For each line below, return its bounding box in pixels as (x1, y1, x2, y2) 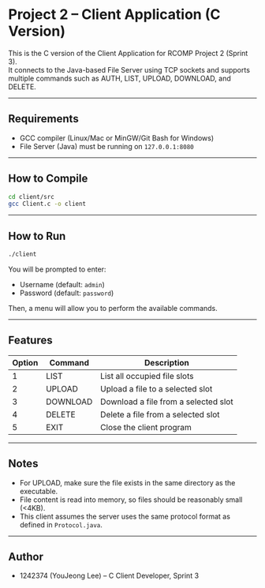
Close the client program (99, 421, 192, 433)
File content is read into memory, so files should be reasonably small (19, 495, 243, 504)
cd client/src (8, 193, 55, 200)
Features (8, 334, 53, 347)
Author (8, 550, 43, 564)
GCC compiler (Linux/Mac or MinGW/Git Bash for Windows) (19, 133, 215, 143)
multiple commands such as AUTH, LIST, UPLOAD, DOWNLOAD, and (8, 73, 231, 83)
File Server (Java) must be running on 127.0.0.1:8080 (19, 141, 195, 151)
